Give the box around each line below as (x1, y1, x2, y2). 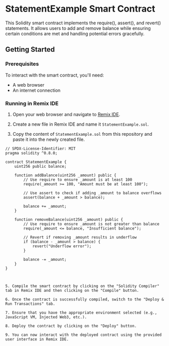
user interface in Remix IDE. (5, 336, 69, 342)
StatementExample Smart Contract (5, 3, 155, 15)
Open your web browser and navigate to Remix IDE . (12, 111, 120, 117)
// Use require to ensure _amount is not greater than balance (23, 221, 159, 226)
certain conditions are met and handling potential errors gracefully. (5, 30, 145, 36)
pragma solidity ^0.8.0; (5, 150, 58, 156)
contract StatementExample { (5, 159, 67, 165)
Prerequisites (5, 60, 39, 67)
